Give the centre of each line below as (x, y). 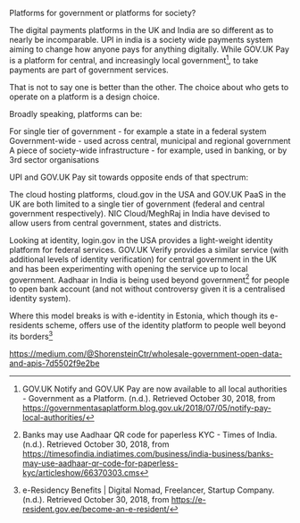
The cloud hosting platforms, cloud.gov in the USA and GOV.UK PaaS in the (148, 194)
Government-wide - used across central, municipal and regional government (150, 140)
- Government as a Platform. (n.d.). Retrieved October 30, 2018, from (149, 398)
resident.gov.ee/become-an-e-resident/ (96, 509)
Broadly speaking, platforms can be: (76, 114)
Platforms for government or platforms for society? (103, 13)
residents (26, 325)
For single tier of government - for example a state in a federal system (138, 131)
